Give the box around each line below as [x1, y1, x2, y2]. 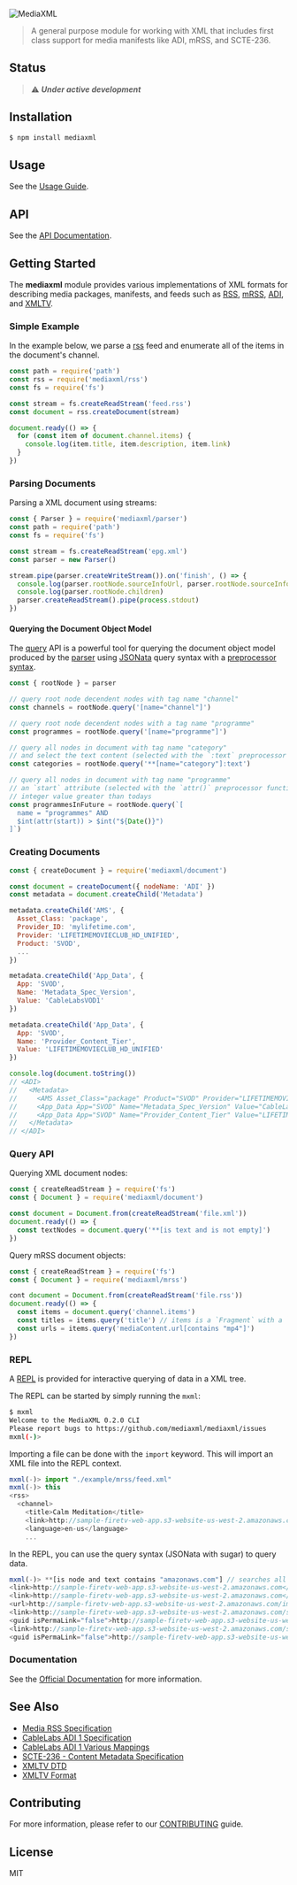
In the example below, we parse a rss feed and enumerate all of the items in [9, 341, 285, 351]
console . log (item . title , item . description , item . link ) [25, 440, 232, 449]
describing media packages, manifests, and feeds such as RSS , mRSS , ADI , [9, 289, 285, 299]
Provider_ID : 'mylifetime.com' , [17, 923, 137, 932]
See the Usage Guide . [9, 181, 89, 192]
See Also [9, 1699, 59, 1714]
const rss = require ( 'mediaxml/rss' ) [9, 375, 148, 384]
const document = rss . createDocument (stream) [9, 407, 179, 416]
